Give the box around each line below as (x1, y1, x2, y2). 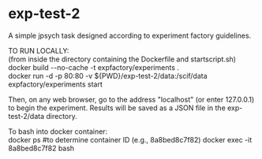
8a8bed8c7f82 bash (8, 143, 75, 153)
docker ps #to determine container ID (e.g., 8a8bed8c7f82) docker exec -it (8, 135, 253, 144)
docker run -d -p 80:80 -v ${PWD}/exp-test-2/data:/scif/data (8, 71, 208, 80)
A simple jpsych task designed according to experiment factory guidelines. (8, 31, 252, 40)
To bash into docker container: (8, 127, 108, 136)
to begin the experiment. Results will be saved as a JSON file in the (8, 103, 226, 113)
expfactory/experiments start (8, 79, 103, 89)
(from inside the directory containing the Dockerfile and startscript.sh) (8, 54, 237, 64)
